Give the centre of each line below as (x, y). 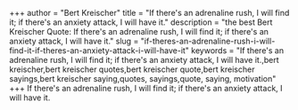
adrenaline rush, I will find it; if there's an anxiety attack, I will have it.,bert (144, 60)
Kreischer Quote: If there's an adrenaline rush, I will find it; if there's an (139, 31)
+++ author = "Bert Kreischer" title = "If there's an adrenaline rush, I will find (149, 13)
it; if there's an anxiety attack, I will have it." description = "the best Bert (141, 22)
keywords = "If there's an (237, 51)
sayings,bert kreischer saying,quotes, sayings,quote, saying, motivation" (143, 79)
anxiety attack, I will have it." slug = (74, 41)
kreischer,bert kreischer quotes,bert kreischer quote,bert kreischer (132, 69)
